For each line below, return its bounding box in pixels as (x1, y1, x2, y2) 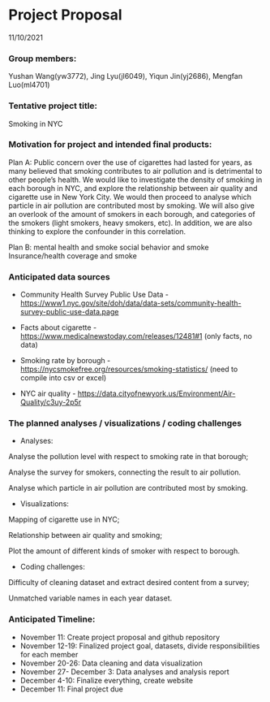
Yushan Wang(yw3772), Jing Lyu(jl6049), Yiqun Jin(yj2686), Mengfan (8, 71, 243, 81)
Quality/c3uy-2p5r (19, 397, 82, 407)
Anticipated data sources (8, 271, 111, 282)
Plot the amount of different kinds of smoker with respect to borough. (8, 546, 241, 556)
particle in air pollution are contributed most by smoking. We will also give (8, 201, 255, 210)
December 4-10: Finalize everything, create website (19, 675, 193, 685)
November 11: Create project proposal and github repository (19, 632, 221, 642)
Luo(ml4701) (8, 80, 50, 90)
